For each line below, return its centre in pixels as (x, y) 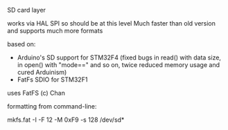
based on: (21, 44)
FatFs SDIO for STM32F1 (52, 80)
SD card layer (27, 10)
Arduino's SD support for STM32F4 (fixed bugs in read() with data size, (119, 57)
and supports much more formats (55, 31)
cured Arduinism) (42, 72)
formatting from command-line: (52, 106)
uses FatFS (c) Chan (36, 93)
